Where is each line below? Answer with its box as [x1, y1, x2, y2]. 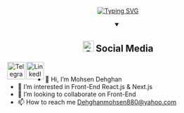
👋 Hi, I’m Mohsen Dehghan [45, 74, 122, 84]
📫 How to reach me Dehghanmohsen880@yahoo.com [17, 98, 177, 106]
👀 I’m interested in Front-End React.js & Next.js [17, 82, 153, 91]
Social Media [96, 43, 154, 55]
